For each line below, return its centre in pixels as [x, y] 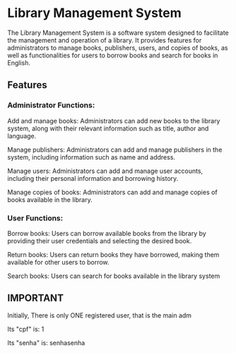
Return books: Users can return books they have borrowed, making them [113, 254]
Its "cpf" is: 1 [26, 329]
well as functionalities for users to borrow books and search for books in [113, 55]
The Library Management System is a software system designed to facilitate [118, 33]
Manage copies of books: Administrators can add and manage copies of [112, 192]
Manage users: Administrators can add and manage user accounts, [105, 171]
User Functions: [35, 218]
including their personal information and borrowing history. [93, 178]
